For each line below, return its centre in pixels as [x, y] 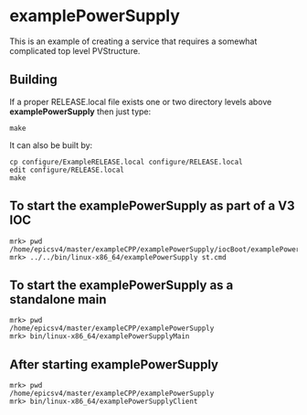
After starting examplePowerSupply [114, 364]
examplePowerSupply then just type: [80, 112]
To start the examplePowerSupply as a [122, 285]
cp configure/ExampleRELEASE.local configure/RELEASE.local [127, 162]
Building [33, 80]
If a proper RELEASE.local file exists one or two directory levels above [141, 101]
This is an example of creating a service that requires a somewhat [133, 41]
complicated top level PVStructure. [75, 50]
